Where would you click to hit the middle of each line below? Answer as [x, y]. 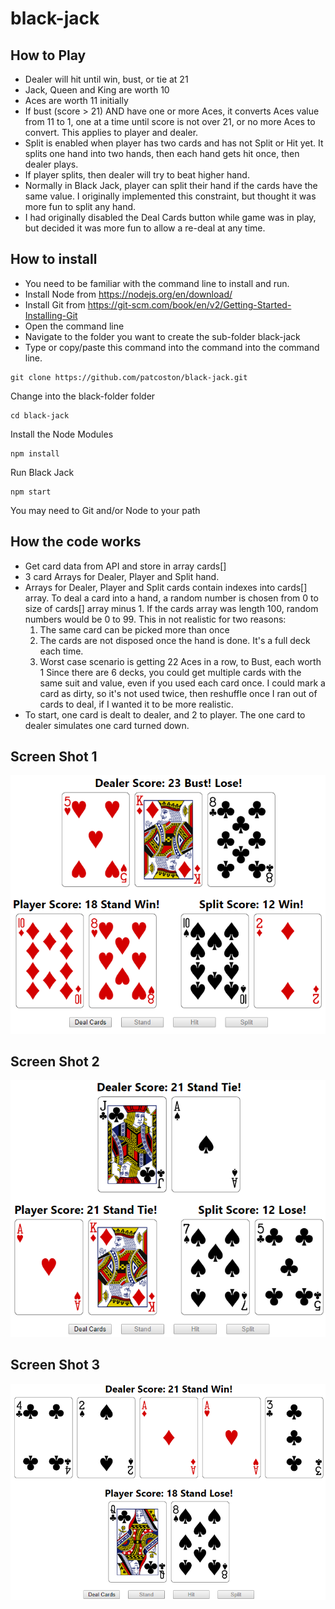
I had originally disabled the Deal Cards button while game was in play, [170, 217]
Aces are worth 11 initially [76, 100]
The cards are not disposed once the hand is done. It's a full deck [175, 640]
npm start [31, 492]
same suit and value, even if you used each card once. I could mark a [182, 683]
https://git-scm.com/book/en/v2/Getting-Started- [189, 304]
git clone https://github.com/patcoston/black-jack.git [129, 377]
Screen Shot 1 [54, 757]
